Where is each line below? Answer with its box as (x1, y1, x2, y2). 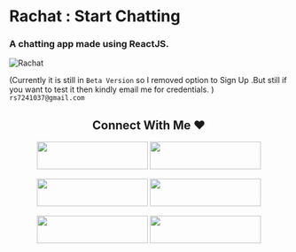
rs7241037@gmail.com (9, 94, 86, 103)
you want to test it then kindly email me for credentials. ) (9, 84, 214, 95)
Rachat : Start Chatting (9, 6, 181, 27)
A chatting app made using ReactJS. (9, 38, 169, 50)
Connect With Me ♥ (92, 118, 206, 133)
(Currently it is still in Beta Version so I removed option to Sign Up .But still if (9, 75, 287, 86)
